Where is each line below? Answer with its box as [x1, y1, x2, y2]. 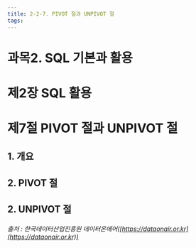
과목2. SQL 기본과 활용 [7, 50, 134, 66]
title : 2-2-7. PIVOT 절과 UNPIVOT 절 [7, 10, 115, 18]
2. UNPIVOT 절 [7, 203, 72, 215]
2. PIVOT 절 [7, 177, 58, 189]
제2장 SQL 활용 [7, 85, 92, 101]
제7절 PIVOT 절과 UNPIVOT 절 [7, 120, 178, 136]
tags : [7, 17, 23, 24]
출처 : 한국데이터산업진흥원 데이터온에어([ [7, 225, 122, 233]
